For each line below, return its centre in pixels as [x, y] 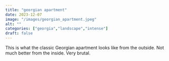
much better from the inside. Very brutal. [48, 53]
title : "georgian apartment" [36, 10]
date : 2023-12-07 [24, 15]
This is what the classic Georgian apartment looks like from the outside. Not [85, 48]
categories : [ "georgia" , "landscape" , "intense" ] [57, 29]
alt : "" [13, 24]
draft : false [19, 33]
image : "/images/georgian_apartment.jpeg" [51, 19]
